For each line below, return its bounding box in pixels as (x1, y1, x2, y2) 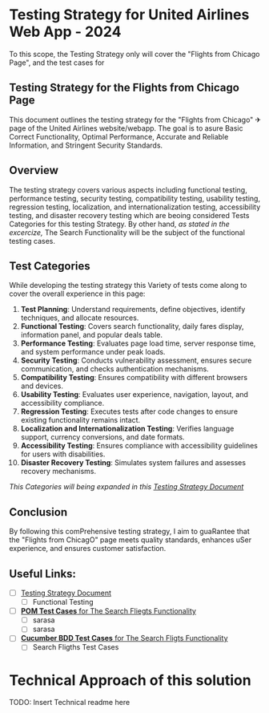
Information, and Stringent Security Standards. (9, 140, 163, 150)
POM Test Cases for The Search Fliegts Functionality (20, 606, 197, 616)
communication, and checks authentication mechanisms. (20, 364, 209, 374)
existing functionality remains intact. (20, 415, 141, 425)
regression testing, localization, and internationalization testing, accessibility (9, 202, 261, 212)
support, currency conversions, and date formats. (20, 432, 185, 442)
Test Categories (9, 259, 90, 273)
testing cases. (9, 236, 55, 245)
